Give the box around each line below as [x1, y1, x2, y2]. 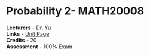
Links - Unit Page [6, 30, 50, 37]
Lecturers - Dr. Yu [6, 24, 51, 31]
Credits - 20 [6, 36, 37, 44]
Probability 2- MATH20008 [6, 4, 145, 18]
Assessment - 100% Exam [6, 43, 73, 50]
